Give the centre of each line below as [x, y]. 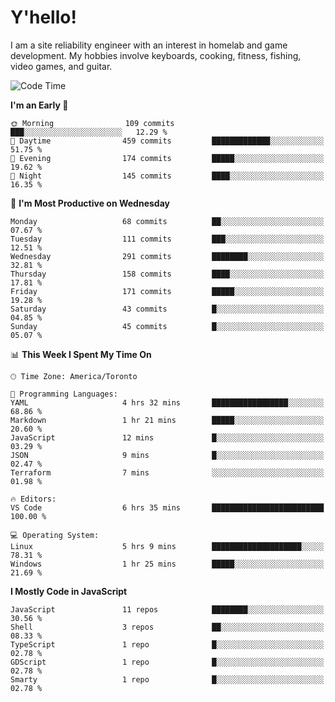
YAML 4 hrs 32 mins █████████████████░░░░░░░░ [167, 402]
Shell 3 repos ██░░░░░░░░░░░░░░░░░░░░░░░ [167, 627]
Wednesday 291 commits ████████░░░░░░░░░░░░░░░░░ [167, 256]
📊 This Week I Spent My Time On [81, 354]
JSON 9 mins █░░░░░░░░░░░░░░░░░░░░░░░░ [167, 455]
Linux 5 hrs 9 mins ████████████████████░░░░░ [167, 546]
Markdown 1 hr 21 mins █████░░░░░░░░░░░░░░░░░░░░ [167, 420]
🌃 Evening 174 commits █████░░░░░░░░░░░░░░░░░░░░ [167, 158]
